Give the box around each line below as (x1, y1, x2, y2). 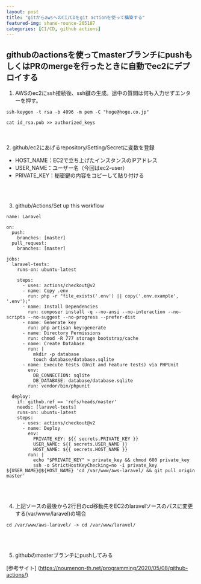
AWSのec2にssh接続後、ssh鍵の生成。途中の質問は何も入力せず (14, 89, 176, 97)
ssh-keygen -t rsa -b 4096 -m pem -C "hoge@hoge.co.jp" (6, 109, 149, 115)
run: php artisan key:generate (28, 325, 107, 331)
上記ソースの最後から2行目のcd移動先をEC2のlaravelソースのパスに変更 (14, 502, 194, 510)
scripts (6, 314, 26, 320)
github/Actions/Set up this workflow (14, 202, 104, 209)
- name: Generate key (22, 320, 77, 326)
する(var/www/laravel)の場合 (14, 510, 87, 517)
